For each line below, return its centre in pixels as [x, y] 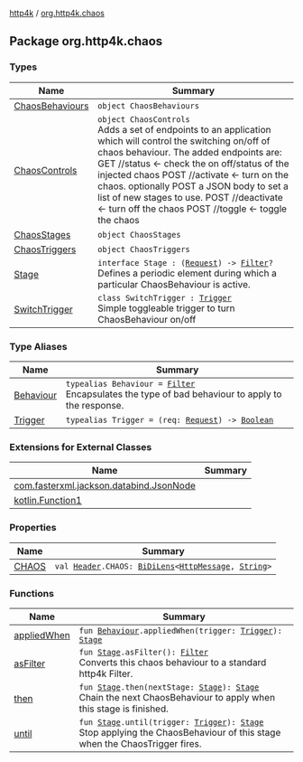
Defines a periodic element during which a [187, 273]
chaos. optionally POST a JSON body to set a [193, 186]
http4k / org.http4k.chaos [57, 13]
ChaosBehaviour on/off [147, 319]
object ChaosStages [139, 235]
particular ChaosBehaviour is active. [174, 284]
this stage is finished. [124, 709]
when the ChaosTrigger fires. [140, 743]
